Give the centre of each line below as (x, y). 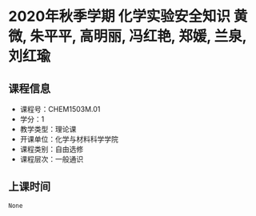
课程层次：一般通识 (52, 159)
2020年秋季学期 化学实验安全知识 (119, 16)
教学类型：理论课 (48, 129)
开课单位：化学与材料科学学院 (69, 139)
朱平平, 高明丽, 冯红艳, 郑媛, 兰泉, (138, 36)
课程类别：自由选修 (52, 149)
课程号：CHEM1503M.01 (60, 109)
